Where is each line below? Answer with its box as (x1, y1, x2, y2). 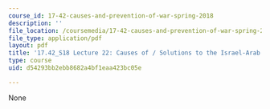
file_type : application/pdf (8, 34, 103, 42)
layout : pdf (8, 42, 48, 50)
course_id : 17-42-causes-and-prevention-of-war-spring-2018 (8, 11, 215, 20)
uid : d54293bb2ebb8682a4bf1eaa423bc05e (8, 64, 142, 72)
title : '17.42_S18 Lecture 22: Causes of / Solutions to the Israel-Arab (8, 49, 261, 57)
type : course (8, 57, 52, 65)
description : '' (8, 19, 63, 27)
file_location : (8, 26, 59, 34)
